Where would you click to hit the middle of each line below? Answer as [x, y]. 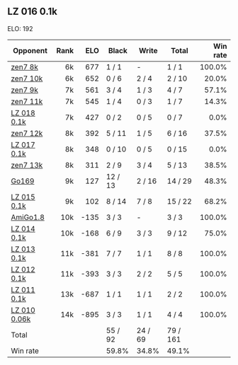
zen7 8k [25, 66]
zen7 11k [27, 101]
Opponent [30, 50]
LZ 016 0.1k [33, 12]
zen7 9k [25, 90]
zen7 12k [27, 133]
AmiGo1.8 [28, 217]
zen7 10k [27, 79]
